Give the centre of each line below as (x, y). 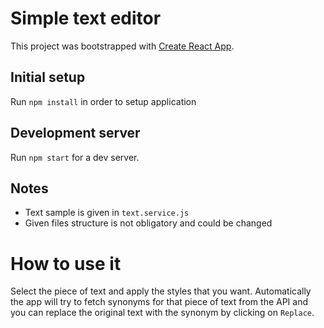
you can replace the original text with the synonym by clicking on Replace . (162, 313)
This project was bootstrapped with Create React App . (122, 46)
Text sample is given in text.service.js (107, 213)
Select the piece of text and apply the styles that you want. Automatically (161, 291)
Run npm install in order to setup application (103, 101)
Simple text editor (86, 18)
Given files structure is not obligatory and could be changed (148, 223)
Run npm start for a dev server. (75, 157)
